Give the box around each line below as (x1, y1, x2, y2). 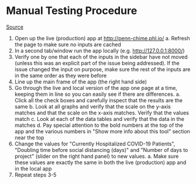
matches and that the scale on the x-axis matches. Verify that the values (14, 109, 189, 116)
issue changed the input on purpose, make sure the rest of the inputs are (14, 65, 191, 72)
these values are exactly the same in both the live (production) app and (14, 159, 186, 166)
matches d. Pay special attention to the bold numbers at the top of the (14, 121, 183, 129)
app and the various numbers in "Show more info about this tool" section (14, 127, 190, 135)
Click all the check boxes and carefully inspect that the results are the (14, 96, 183, 103)
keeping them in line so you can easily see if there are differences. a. (14, 91, 181, 98)
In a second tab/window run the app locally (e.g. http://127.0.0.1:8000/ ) (14, 47, 185, 54)
